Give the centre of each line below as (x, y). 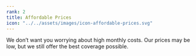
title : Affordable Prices (39, 17)
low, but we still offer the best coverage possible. (67, 46)
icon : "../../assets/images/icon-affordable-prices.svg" (80, 23)
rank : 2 (16, 12)
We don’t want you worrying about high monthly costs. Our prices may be (98, 40)
